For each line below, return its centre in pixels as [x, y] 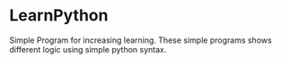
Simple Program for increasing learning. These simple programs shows [140, 40]
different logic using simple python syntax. [88, 49]
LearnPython [59, 16]
